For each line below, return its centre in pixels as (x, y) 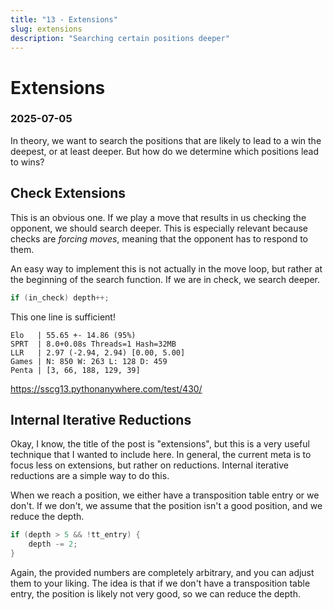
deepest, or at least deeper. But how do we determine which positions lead (165, 151)
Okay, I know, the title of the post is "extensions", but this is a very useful (160, 444)
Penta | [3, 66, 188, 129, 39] (75, 370)
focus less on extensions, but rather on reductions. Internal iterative (149, 465)
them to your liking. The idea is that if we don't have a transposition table (160, 583)
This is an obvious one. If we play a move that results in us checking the (158, 217)
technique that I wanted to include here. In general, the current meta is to (161, 455)
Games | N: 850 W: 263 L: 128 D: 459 (89, 361)
